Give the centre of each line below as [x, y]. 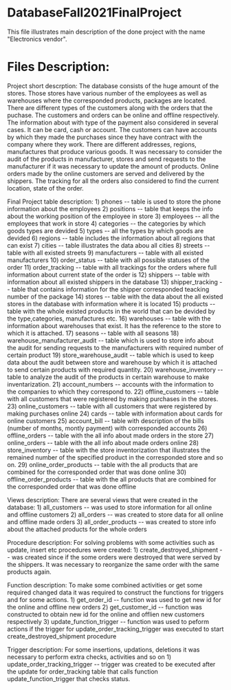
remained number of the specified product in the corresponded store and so [115, 457]
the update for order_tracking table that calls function [82, 671]
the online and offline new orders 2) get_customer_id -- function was [105, 607]
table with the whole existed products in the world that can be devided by [111, 311]
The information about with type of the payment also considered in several [113, 122]
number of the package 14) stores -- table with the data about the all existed [115, 297]
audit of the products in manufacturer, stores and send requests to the [107, 159]
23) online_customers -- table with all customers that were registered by [109, 406]
